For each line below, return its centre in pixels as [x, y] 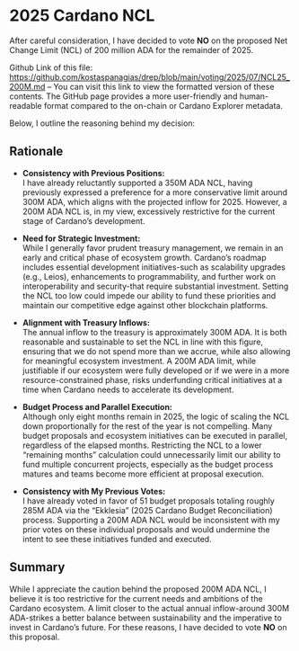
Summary [37, 567]
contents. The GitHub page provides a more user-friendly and [123, 96]
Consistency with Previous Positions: [93, 173]
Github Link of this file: [51, 67]
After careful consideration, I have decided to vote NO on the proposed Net [149, 40]
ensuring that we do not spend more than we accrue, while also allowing [156, 351]
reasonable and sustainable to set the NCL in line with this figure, [142, 342]
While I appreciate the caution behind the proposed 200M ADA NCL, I [138, 589]
